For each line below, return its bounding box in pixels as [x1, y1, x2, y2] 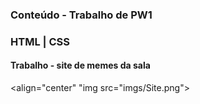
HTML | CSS [10, 34, 70, 48]
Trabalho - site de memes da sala [10, 59, 151, 72]
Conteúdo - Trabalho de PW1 [10, 8, 153, 22]
